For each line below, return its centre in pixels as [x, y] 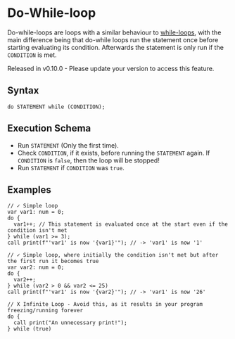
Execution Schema [49, 128]
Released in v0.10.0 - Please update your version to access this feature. [111, 68]
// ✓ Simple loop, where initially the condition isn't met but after [113, 255]
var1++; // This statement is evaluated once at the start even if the [121, 224]
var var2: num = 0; [36, 268]
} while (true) [30, 329]
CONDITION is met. [32, 55]
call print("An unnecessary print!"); [71, 323]
